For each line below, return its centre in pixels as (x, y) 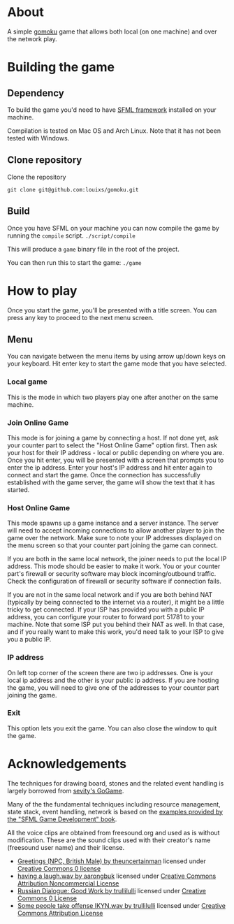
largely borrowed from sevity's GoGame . (66, 791)
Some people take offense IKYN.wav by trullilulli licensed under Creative (121, 905)
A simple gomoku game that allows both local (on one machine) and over (112, 31)
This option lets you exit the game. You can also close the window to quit (112, 728)
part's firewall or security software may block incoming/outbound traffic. (112, 574)
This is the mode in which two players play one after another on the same (113, 397)
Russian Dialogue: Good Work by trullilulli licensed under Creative (111, 890)
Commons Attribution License (60, 913)
